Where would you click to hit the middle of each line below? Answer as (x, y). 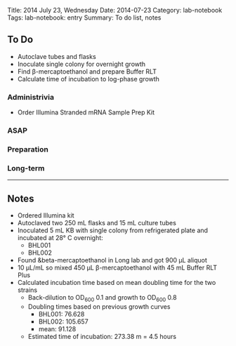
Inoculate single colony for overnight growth (81, 64)
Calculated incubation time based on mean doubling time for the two (117, 283)
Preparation (28, 149)
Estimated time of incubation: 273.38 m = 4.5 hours (102, 336)
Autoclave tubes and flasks (57, 56)
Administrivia (31, 97)
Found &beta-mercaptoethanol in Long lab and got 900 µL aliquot (112, 260)
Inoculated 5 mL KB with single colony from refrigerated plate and (113, 230)
